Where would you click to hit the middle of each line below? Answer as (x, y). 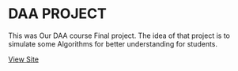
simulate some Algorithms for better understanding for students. (113, 43)
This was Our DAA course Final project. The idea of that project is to (119, 35)
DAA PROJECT (57, 14)
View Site (24, 59)
